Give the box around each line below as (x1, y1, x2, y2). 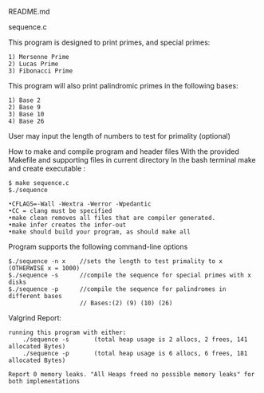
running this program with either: (8, 328, 127, 336)
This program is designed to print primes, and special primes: (8, 37, 211, 47)
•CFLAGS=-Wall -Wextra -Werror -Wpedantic (8, 200, 152, 208)
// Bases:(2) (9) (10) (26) (79, 299, 173, 307)
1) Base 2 (8, 96, 41, 104)
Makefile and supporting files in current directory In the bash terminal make (8, 155, 257, 164)
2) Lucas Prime (8, 60, 59, 68)
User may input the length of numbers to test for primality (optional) (8, 132, 231, 140)
